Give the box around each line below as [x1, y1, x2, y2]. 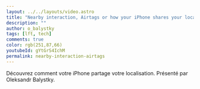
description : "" [6, 20, 46, 26]
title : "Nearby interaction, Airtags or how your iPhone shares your [6, 14, 183, 20]
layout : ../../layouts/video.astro [6, 8, 95, 15]
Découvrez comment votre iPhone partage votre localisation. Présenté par [6, 69, 189, 76]
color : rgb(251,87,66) [6, 42, 62, 48]
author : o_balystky [6, 25, 55, 32]
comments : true [6, 36, 44, 42]
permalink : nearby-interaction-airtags [6, 53, 105, 59]
